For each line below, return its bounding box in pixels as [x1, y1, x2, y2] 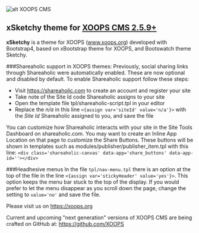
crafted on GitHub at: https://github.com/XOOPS [6, 220, 124, 227]
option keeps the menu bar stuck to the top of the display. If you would [6, 178, 179, 185]
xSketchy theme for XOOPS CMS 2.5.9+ [6, 23, 157, 33]
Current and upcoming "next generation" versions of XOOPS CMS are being [6, 214, 192, 221]
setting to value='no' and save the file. [6, 191, 101, 198]
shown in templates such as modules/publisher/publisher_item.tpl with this [6, 143, 189, 150]
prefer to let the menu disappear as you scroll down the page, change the [6, 184, 187, 191]
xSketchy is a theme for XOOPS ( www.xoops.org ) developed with [6, 39, 168, 46]
